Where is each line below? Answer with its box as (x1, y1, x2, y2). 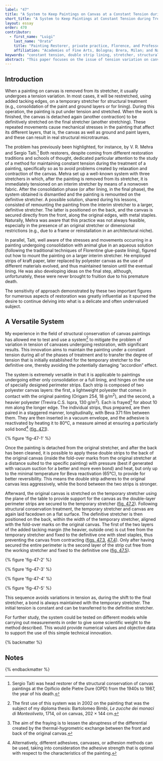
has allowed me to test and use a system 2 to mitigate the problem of (5, 336, 142, 342)
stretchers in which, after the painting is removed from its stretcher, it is (5, 176, 148, 182)
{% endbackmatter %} (5, 666, 50, 672)
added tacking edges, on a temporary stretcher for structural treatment (5, 98, 147, 104)
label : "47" (5, 7, 29, 12)
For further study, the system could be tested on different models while (5, 614, 147, 620)
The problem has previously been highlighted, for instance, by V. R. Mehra (5, 144, 153, 150)
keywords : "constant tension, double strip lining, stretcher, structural (5, 52, 160, 57)
